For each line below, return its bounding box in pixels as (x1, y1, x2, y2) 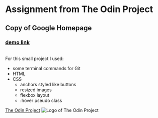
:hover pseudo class (20, 97, 62, 103)
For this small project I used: (5, 55, 64, 62)
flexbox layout (20, 92, 49, 98)
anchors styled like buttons (20, 81, 76, 87)
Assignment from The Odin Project (5, 4, 153, 15)
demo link (5, 39, 30, 46)
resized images (20, 87, 52, 93)
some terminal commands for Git (12, 65, 81, 71)
